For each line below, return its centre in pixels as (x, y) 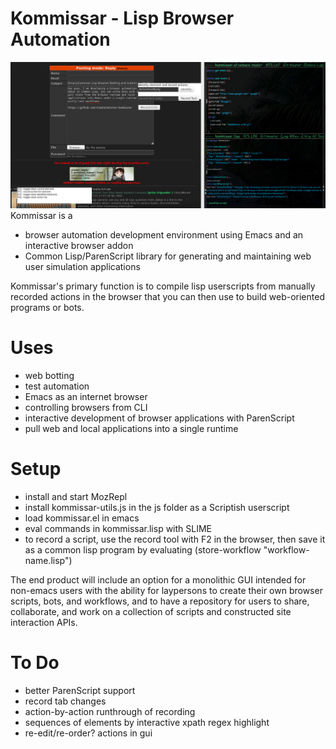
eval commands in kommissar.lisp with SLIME (118, 528)
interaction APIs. (44, 622)
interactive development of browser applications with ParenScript (159, 418)
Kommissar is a (41, 215)
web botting (49, 375)
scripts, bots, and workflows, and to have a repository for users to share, (160, 601)
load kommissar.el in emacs (82, 518)
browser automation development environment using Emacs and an (164, 234)
